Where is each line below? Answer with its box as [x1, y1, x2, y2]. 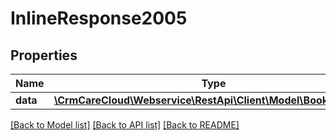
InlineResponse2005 [10, 7, 188, 30]
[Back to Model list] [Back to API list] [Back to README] [10, 119, 240, 131]
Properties [10, 47, 78, 64]
